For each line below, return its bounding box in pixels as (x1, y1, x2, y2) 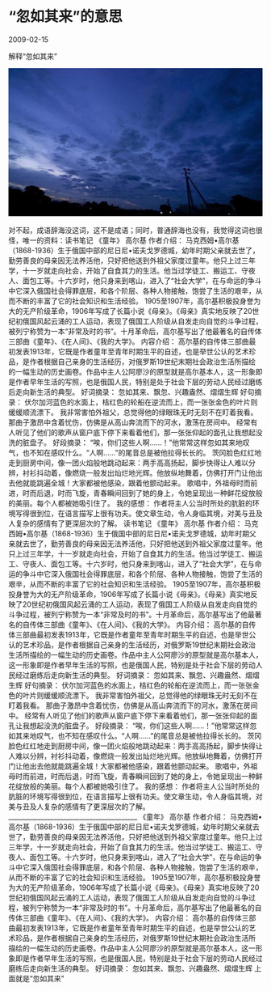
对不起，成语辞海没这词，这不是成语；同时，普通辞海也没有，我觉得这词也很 (8, 225, 263, 235)
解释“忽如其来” (8, 51, 58, 61)
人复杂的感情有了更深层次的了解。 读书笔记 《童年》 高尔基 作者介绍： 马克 (8, 519, 259, 528)
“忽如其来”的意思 (8, 7, 123, 26)
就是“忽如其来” (15, 973, 65, 983)
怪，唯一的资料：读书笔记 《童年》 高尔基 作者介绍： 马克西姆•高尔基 (8, 235, 240, 245)
